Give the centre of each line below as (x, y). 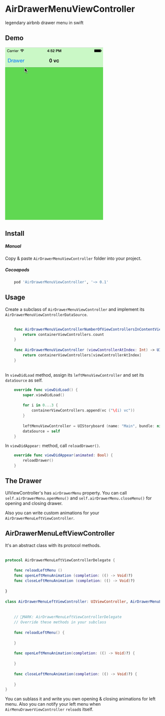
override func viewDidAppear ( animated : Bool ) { (63, 455)
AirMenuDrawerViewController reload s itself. (49, 709)
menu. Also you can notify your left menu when (53, 704)
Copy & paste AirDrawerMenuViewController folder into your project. (73, 258)
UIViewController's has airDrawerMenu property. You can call (66, 493)
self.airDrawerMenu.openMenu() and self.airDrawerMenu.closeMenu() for (79, 498)
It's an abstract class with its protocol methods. (53, 545)
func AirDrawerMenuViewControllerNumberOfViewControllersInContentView (89, 329)
